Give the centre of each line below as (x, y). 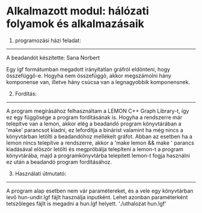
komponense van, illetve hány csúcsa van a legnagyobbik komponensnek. (98, 82)
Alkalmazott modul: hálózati (78, 11)
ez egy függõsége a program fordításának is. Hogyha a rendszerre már (94, 117)
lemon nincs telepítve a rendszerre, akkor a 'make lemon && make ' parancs (100, 143)
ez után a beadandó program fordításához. (59, 162)
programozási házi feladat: (48, 40)
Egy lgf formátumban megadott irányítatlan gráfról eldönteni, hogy (88, 69)
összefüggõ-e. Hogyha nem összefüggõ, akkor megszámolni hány (89, 76)
